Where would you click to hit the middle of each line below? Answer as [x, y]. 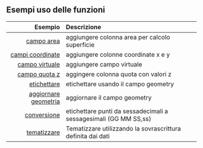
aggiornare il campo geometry [109, 97]
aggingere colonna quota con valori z [119, 74]
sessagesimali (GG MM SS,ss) [108, 118]
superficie [80, 45]
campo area [43, 40]
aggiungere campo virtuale [104, 64]
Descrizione [83, 27]
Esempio [47, 27]
